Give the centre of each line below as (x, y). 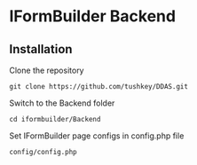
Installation (41, 49)
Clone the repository (47, 70)
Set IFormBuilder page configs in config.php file (97, 136)
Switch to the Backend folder (62, 103)
